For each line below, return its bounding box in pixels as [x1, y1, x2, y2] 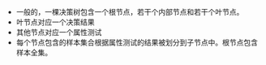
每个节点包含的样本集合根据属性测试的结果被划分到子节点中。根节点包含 [15, 37, 258, 47]
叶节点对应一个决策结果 [15, 17, 95, 27]
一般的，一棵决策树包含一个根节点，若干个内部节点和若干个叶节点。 [15, 7, 244, 16]
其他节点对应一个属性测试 [15, 28, 102, 37]
